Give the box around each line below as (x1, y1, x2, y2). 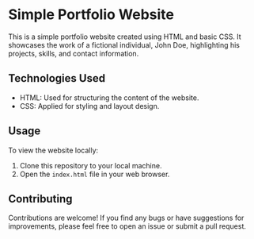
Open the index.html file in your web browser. (19, 169, 170, 179)
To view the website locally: (8, 145, 99, 155)
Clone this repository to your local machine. (19, 160, 162, 170)
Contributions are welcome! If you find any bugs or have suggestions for (8, 213, 245, 223)
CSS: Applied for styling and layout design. (19, 101, 160, 110)
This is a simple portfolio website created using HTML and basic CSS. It (8, 32, 241, 41)
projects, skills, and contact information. (8, 48, 139, 58)
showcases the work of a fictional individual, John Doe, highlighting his (8, 40, 240, 49)
